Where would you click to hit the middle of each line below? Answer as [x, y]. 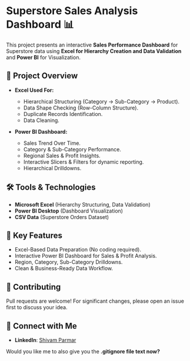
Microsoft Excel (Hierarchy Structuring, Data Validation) [83, 204]
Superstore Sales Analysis [72, 11]
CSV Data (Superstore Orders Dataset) [62, 217]
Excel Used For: [34, 90]
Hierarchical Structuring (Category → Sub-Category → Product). [101, 101]
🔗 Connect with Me [42, 326]
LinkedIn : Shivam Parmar [45, 340]
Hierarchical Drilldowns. [52, 168]
